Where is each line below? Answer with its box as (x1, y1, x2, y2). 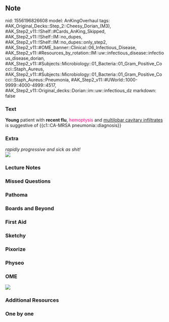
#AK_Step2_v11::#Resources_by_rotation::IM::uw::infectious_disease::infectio (5, 50, 164, 56)
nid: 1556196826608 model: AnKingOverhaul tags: (5, 17, 110, 23)
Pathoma (5, 191, 28, 198)
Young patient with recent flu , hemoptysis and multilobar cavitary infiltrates (5, 117, 163, 123)
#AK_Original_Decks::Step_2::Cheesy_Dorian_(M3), (5, 23, 111, 29)
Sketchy (5, 232, 26, 239)
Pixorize (5, 246, 26, 253)
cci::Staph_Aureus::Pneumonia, (5, 76, 70, 83)
